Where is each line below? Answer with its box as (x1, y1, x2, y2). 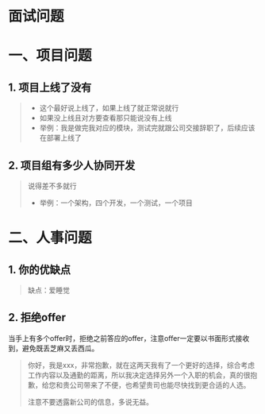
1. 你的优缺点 (8, 263, 71, 277)
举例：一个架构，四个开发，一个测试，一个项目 (39, 198, 193, 207)
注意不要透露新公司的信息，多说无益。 (27, 397, 153, 406)
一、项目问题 (8, 47, 93, 64)
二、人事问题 (8, 229, 93, 247)
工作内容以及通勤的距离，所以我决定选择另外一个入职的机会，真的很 (27, 370, 251, 380)
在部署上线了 (39, 133, 82, 143)
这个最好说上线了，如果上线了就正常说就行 (39, 103, 179, 113)
